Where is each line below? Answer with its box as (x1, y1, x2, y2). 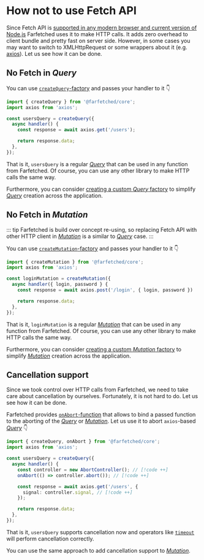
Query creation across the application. (6, 191, 103, 199)
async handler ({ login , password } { (12, 282, 108, 288)
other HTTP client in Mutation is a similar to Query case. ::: (6, 232, 154, 240)
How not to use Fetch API (6, 4, 137, 18)
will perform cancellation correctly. (6, 535, 94, 542)
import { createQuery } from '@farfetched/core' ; (6, 99, 136, 105)
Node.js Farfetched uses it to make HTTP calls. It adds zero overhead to (6, 30, 188, 37)
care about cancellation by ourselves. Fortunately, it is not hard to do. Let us (6, 393, 198, 400)
